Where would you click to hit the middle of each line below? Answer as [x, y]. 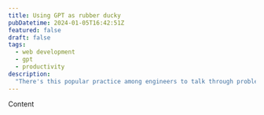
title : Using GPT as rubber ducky [65, 15]
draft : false [29, 37]
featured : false [35, 30]
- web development [46, 52]
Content [21, 104]
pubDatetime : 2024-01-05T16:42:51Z [66, 23]
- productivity [40, 67]
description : [29, 74]
